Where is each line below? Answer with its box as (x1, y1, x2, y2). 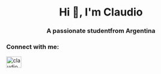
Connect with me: (6, 43, 59, 51)
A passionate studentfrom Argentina (46, 27, 156, 35)
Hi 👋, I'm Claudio (59, 5, 143, 19)
